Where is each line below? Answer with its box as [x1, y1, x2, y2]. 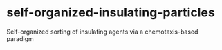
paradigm [6, 34, 34, 42]
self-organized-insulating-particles [6, 5, 215, 21]
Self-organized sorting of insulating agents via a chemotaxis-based [6, 27, 198, 36]
